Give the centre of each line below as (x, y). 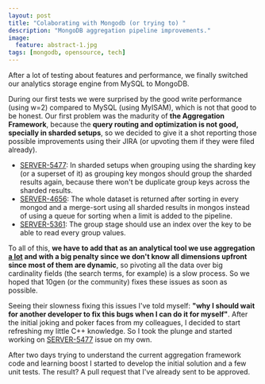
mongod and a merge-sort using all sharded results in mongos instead (134, 207)
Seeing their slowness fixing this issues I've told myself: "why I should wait (132, 306)
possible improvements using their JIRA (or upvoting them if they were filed (132, 141)
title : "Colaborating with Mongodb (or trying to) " (97, 23)
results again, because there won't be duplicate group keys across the (134, 182)
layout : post (30, 16)
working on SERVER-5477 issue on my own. (80, 339)
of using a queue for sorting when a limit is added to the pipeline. (126, 216)
